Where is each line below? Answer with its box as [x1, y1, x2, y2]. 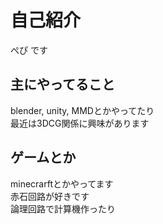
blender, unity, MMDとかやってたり [10, 104, 155, 116]
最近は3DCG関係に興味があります [10, 117, 150, 129]
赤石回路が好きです [10, 190, 90, 202]
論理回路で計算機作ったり [10, 202, 116, 215]
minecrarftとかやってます [10, 177, 114, 190]
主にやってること [10, 76, 115, 93]
